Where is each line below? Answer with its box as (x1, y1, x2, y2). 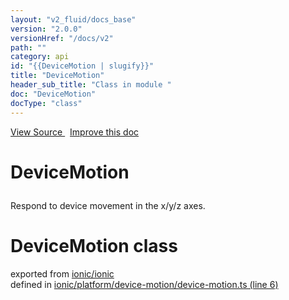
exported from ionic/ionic (10, 267, 115, 280)
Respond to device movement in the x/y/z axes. (10, 199, 206, 211)
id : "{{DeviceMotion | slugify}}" (10, 61, 155, 71)
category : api (10, 52, 70, 62)
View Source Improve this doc (10, 126, 140, 138)
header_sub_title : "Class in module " (10, 80, 172, 90)
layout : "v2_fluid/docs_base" (10, 14, 137, 25)
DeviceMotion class (10, 234, 178, 257)
